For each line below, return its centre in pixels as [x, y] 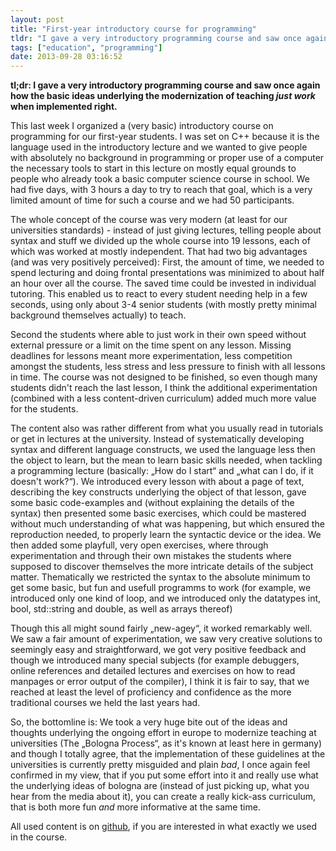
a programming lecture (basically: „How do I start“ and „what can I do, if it [162, 471]
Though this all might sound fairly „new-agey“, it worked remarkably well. [161, 628]
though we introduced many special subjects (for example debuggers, [155, 660]
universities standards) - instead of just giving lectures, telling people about [166, 230]
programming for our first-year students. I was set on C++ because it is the [165, 137]
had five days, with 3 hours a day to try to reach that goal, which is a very [161, 190]
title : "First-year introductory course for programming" [133, 29]
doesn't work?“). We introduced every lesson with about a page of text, [157, 482]
